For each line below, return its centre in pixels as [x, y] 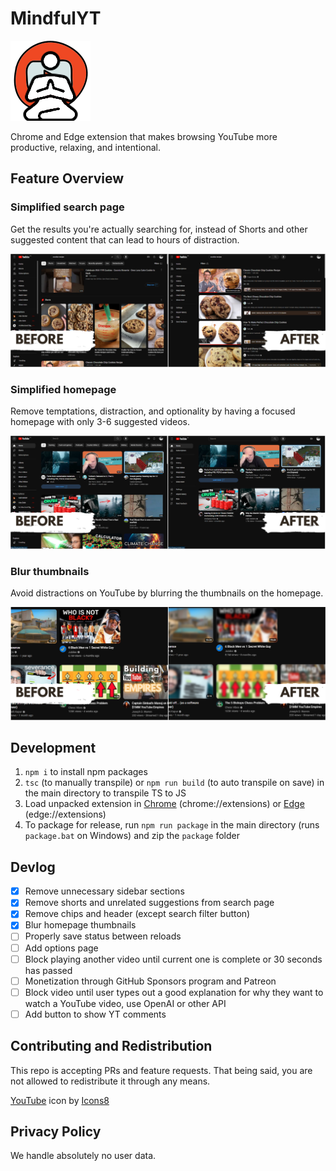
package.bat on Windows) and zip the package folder [132, 836]
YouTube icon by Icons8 [60, 1100]
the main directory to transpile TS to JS [105, 793]
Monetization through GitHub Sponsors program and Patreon [150, 981]
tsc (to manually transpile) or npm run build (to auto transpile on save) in [174, 783]
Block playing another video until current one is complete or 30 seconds [173, 959]
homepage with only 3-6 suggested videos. [100, 422]
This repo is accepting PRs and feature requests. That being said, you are [161, 1070]
